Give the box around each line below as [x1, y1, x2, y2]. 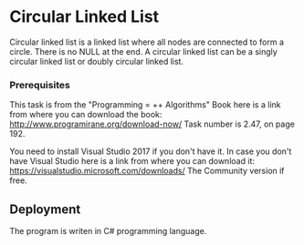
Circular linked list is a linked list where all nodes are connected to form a [9, 36, 285, 47]
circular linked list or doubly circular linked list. [9, 56, 184, 66]
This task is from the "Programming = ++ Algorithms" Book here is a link [9, 99, 281, 110]
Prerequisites [9, 78, 70, 91]
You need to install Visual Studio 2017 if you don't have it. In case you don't [9, 146, 292, 157]
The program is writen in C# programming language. [9, 226, 207, 237]
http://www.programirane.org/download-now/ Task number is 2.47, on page [9, 118, 295, 129]
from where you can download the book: [9, 109, 162, 120]
